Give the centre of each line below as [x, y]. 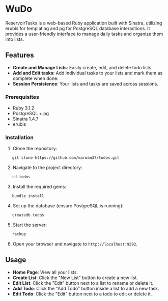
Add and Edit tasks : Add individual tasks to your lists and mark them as [88, 73]
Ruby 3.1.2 [23, 108]
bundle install [28, 196]
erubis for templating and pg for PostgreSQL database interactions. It [78, 28]
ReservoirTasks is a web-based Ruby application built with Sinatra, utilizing [84, 23]
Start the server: [30, 225]
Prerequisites [22, 97]
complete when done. [35, 78]
